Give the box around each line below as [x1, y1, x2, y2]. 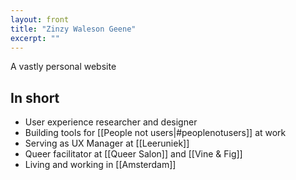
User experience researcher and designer [24, 116, 198, 128]
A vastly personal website [10, 61, 117, 73]
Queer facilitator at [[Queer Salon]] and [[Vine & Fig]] [24, 148, 243, 160]
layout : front [10, 14, 70, 25]
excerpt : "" [10, 33, 60, 43]
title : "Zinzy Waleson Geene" [10, 24, 137, 34]
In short [10, 89, 60, 106]
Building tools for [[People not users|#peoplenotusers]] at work [24, 127, 287, 139]
